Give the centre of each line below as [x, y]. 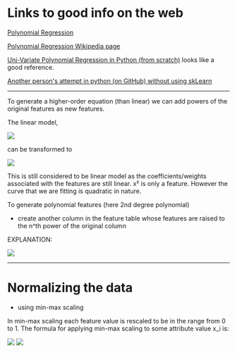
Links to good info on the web [95, 13]
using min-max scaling [50, 307]
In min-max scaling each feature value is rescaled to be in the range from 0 [116, 321]
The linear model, [33, 122]
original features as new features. [56, 109]
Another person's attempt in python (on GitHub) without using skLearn [110, 81]
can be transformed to [40, 149]
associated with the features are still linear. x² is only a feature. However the [117, 183]
